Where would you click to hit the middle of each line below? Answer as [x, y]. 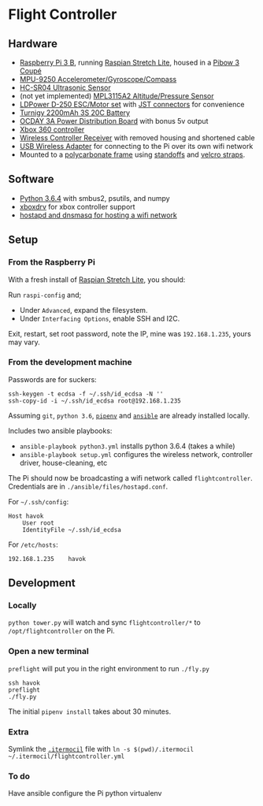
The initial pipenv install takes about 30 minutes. [90, 711]
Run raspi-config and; [45, 295]
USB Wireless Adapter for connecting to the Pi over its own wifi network [136, 146]
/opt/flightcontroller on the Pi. [62, 631]
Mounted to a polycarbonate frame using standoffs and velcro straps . [132, 154]
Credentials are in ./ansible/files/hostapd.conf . [88, 486]
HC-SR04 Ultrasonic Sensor [65, 87]
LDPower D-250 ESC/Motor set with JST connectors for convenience [132, 104]
